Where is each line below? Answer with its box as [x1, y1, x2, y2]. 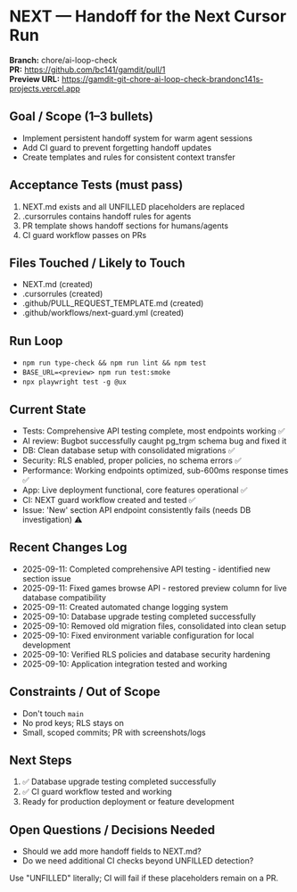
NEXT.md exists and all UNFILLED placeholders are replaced [21, 201, 245, 211]
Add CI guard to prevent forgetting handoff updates [21, 142, 212, 153]
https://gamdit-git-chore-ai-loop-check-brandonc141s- [62, 73, 264, 84]
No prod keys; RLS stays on [21, 717, 125, 728]
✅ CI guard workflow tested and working [21, 787, 172, 797]
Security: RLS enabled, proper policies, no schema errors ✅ [21, 455, 243, 466]
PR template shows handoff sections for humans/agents [21, 220, 229, 231]
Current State [9, 401, 87, 417]
